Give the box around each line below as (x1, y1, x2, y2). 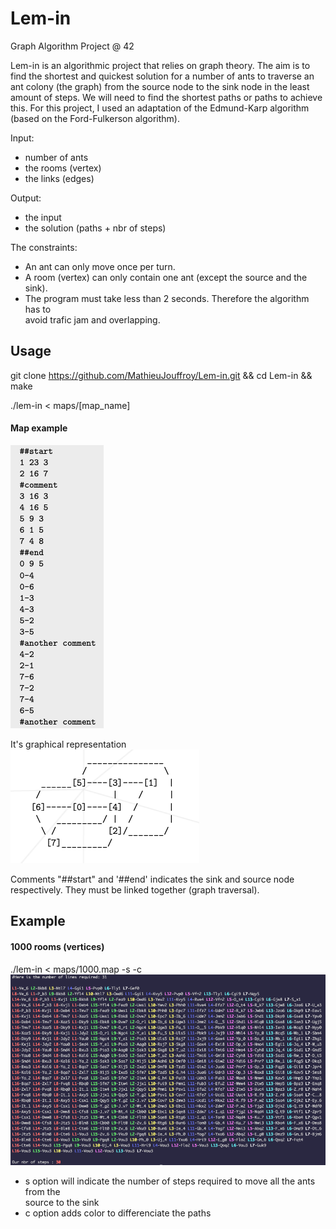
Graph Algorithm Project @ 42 (10, 40, 135, 52)
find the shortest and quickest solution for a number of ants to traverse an (10, 70, 315, 82)
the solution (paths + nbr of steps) (24, 222, 167, 234)
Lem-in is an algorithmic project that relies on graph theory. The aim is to (10, 59, 311, 71)
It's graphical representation (10, 738, 127, 750)
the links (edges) (24, 172, 95, 184)
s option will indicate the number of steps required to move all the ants (24, 1175, 316, 1187)
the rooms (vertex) (24, 162, 102, 174)
